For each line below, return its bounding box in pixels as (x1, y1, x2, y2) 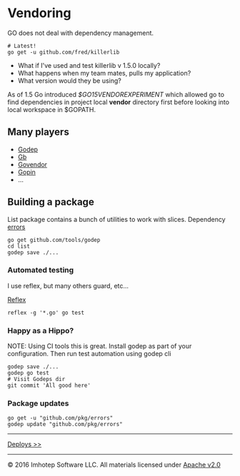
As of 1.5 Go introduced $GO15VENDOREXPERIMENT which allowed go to (7, 90, 225, 98)
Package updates (7, 398, 69, 408)
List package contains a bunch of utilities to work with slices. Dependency (7, 215, 226, 223)
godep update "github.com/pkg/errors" (7, 421, 123, 428)
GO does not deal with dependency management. (7, 29, 154, 37)
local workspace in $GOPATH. (7, 105, 96, 113)
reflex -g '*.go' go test (7, 309, 84, 316)
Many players (7, 126, 69, 138)
